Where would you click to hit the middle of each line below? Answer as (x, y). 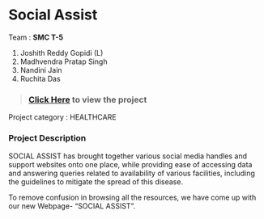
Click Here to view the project (87, 99)
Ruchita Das (40, 78)
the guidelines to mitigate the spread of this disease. (96, 181)
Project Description (47, 138)
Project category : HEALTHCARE (62, 117)
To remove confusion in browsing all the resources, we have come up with (132, 197)
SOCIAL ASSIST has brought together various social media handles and (128, 156)
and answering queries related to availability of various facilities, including (132, 173)
